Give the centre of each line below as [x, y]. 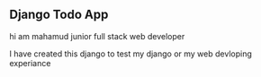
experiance [30, 63]
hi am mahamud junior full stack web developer [97, 36]
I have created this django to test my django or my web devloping [130, 54]
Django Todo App [59, 15]
